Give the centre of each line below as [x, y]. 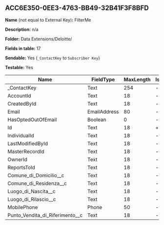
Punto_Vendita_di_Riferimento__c [45, 215]
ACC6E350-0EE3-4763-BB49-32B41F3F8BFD [77, 8]
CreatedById [22, 103]
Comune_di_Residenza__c [37, 183]
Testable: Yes [19, 67]
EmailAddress [103, 111]
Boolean [97, 120]
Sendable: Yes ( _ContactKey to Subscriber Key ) [52, 58]
